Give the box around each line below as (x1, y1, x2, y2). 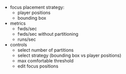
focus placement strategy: (10, 5, 64, 10)
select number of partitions (17, 47, 74, 53)
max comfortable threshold (17, 58, 74, 63)
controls (10, 42, 28, 47)
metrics (10, 20, 26, 26)
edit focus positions (17, 63, 59, 69)
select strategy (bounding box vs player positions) (17, 52, 121, 58)
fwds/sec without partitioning (17, 31, 79, 37)
